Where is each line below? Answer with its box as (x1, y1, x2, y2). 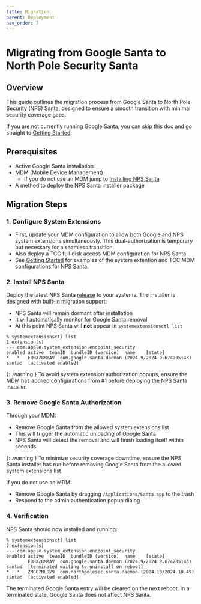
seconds (14, 443, 37, 450)
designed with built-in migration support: (6, 298, 107, 305)
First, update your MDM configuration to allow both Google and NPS (14, 231, 184, 238)
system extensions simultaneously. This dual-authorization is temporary (14, 237, 193, 244)
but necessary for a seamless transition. (14, 243, 115, 251)
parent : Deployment (6, 14, 55, 20)
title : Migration (6, 8, 50, 15)
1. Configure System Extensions (6, 217, 101, 225)
